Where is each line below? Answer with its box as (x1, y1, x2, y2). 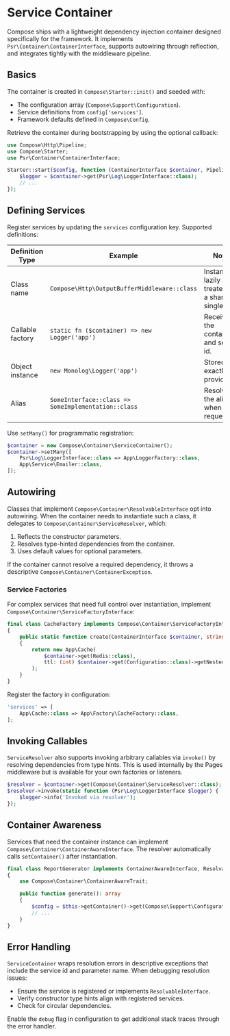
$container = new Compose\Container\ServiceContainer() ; (7, 442, 173, 449)
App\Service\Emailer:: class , (19, 461, 103, 468)
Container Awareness (7, 820, 102, 831)
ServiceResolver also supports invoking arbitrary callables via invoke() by (7, 753, 216, 761)
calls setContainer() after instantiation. (7, 852, 118, 860)
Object (10, 362, 32, 371)
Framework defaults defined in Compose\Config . (16, 115, 150, 123)
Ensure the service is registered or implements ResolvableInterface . (16, 987, 211, 996)
